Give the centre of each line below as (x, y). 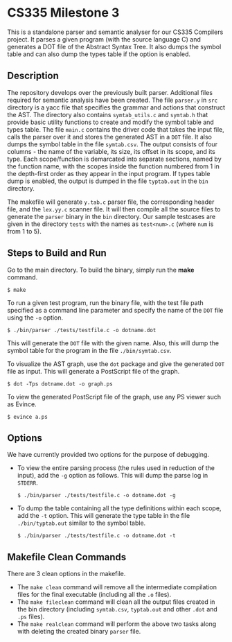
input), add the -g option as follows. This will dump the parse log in (113, 476)
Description (33, 76)
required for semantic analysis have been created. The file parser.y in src (113, 100)
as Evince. (22, 404)
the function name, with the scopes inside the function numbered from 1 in (113, 166)
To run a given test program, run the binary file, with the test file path (106, 302)
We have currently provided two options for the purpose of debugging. (108, 455)
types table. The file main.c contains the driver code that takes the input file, (116, 129)
